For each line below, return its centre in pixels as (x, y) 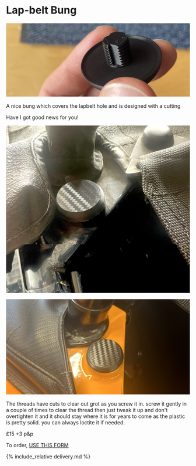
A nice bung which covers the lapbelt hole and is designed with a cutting (93, 106)
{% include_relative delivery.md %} (48, 457)
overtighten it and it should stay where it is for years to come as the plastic (96, 416)
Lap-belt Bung (41, 10)
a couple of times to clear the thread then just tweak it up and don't (87, 410)
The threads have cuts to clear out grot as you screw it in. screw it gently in (97, 404)
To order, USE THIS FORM (37, 445)
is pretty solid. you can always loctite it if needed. (66, 423)
